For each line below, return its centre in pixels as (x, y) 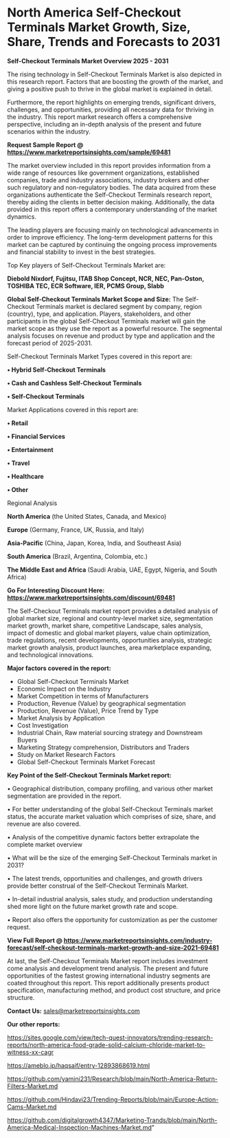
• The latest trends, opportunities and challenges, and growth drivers (105, 878)
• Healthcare (26, 476)
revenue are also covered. (44, 824)
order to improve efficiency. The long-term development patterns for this (110, 237)
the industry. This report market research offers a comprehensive (100, 117)
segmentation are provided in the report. (64, 795)
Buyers (27, 740)
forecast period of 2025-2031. (50, 343)
